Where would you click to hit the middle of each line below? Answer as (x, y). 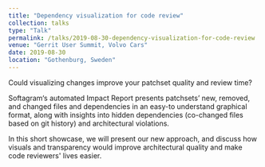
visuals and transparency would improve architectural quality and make (125, 147)
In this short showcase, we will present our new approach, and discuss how (133, 138)
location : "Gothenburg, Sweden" (62, 60)
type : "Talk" (30, 30)
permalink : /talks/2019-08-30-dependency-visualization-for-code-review (132, 38)
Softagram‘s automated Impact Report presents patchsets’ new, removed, (129, 98)
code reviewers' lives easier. (55, 155)
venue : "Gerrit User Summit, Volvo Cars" (78, 45)
